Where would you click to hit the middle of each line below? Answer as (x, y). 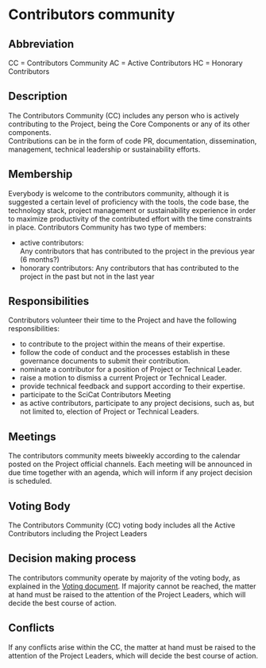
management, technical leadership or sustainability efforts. (104, 149)
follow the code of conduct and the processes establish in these (125, 353)
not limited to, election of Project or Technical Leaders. (110, 411)
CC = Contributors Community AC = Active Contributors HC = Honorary (126, 63)
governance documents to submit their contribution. (105, 361)
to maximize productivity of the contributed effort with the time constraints (130, 218)
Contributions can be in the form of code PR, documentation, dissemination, (133, 141)
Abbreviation (41, 44)
